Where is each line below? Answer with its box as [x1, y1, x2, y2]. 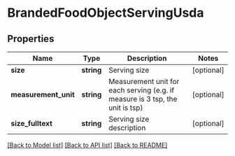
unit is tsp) [108, 103, 143, 113]
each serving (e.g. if [108, 85, 175, 95]
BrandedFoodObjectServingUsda [7, 5, 204, 21]
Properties [7, 33, 55, 45]
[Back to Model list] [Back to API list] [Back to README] [7, 141, 168, 149]
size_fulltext [10, 119, 52, 128]
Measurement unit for [108, 77, 180, 86]
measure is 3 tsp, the [108, 94, 178, 104]
